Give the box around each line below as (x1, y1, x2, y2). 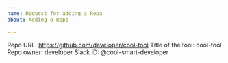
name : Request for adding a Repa (7, 9, 103, 17)
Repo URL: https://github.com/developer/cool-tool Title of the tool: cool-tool (7, 41, 222, 49)
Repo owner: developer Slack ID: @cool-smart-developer (7, 48, 169, 56)
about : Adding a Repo (7, 16, 69, 23)
